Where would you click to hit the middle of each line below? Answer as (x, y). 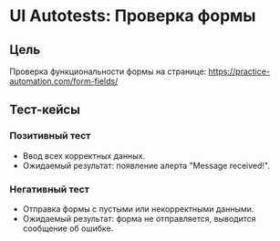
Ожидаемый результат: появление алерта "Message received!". (146, 165)
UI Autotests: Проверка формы (133, 16)
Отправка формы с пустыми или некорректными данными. (138, 209)
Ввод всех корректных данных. (84, 155)
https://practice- (239, 71)
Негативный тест (49, 189)
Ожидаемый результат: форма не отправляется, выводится (139, 218)
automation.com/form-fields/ (64, 81)
